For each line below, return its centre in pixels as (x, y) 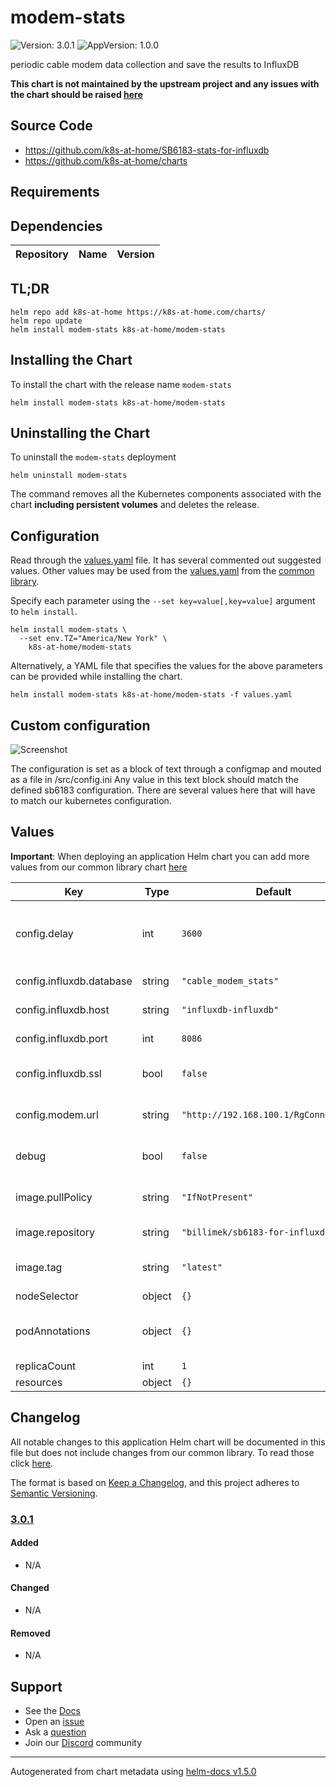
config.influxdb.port (61, 1038)
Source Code (51, 126)
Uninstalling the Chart (80, 432)
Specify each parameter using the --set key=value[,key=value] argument (163, 601)
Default (273, 891)
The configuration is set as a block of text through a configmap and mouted (166, 769)
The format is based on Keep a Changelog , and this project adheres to (155, 1482)
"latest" (202, 1267)
